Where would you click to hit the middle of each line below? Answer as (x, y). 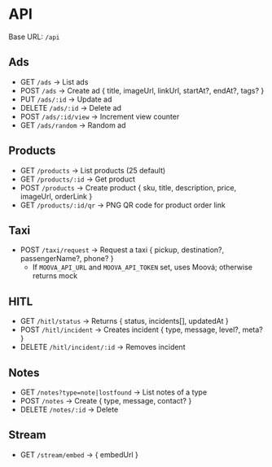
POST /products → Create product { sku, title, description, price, (128, 187)
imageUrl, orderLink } (56, 196)
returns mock (55, 276)
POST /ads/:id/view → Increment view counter (100, 116)
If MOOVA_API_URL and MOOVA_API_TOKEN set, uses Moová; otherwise (142, 267)
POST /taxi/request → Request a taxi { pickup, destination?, (122, 250)
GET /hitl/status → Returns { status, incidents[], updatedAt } (125, 321)
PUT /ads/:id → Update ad (66, 99)
